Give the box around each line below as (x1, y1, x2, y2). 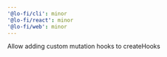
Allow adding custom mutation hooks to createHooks (7, 42, 161, 51)
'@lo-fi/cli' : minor (7, 10, 68, 17)
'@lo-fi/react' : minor (7, 17, 74, 24)
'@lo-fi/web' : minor (7, 23, 68, 30)
